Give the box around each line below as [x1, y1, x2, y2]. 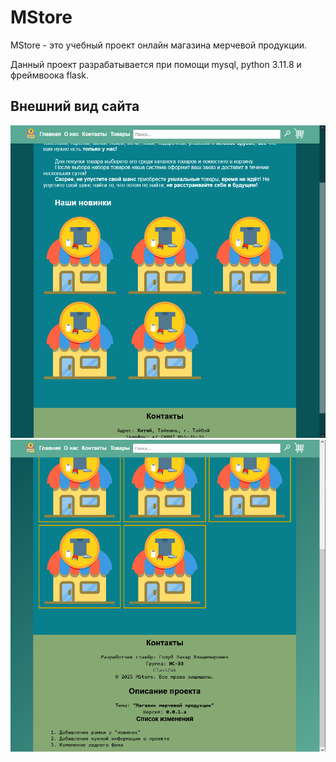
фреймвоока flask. [10, 69, 90, 81]
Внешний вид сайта [10, 98, 140, 115]
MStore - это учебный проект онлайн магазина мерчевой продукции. [10, 39, 308, 51]
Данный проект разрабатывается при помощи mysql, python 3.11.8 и [10, 58, 302, 70]
